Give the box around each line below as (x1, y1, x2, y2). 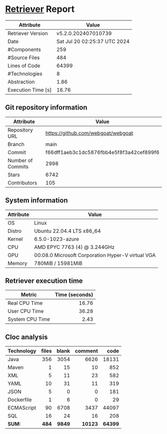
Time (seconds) (55, 291, 93, 298)
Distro (7, 227, 22, 234)
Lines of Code (7, 62, 41, 69)
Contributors (7, 179, 37, 186)
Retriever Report (5, 3, 75, 15)
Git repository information (5, 103, 88, 112)
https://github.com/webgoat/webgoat (45, 129, 133, 136)
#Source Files (7, 54, 40, 61)
